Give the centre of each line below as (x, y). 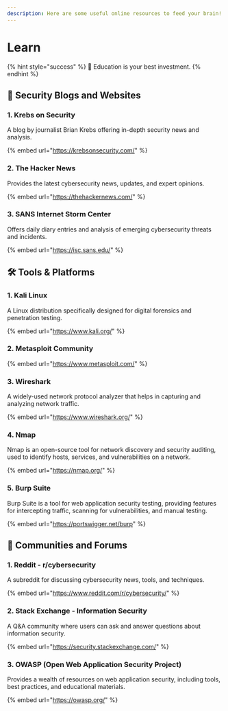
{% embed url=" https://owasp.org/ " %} (63, 700)
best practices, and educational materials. (66, 687)
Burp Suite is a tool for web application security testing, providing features (112, 503)
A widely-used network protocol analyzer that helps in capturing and (104, 396)
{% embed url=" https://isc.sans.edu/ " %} (65, 250)
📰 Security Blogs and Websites (74, 95)
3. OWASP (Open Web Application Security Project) (94, 664)
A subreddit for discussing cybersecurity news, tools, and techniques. (106, 580)
